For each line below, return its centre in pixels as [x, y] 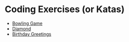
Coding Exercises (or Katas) [65, 9]
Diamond [21, 28]
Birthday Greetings [32, 34]
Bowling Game [27, 23]
